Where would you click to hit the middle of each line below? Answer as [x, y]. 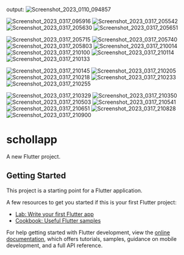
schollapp [32, 140]
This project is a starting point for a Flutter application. [74, 190]
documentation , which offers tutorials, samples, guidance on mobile [91, 239]
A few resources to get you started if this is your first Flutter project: [91, 202]
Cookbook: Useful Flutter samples [58, 220]
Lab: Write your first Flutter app [55, 214]
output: [15, 9]
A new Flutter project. [34, 156]
